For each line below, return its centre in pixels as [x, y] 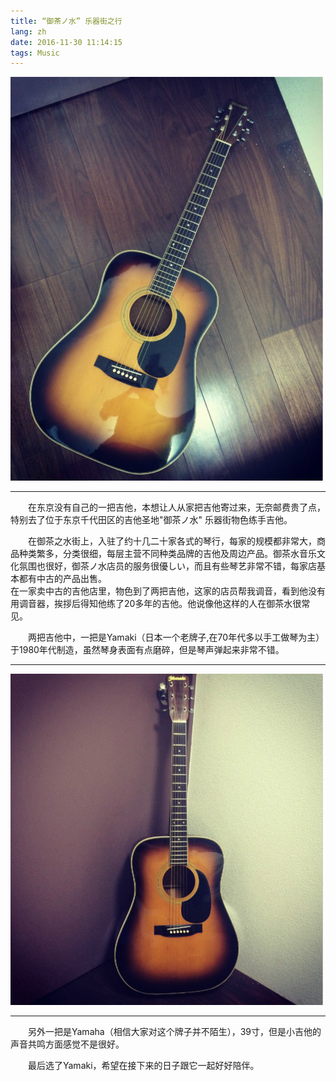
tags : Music [35, 53]
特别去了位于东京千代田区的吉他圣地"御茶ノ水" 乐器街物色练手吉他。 [151, 520]
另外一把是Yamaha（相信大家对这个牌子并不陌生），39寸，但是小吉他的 [175, 1032]
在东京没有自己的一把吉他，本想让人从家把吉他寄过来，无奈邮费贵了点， [177, 507]
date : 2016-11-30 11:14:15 [66, 42]
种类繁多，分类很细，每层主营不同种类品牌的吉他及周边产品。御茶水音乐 [167, 554]
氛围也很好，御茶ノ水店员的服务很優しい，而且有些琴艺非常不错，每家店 [167, 566]
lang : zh [28, 31]
